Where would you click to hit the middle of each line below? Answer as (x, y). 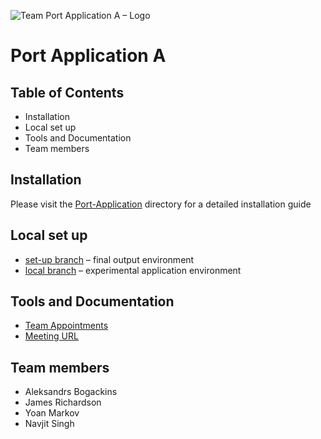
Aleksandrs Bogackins (71, 392)
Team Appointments (66, 326)
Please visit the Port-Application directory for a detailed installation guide (161, 204)
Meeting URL (51, 336)
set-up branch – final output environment (109, 259)
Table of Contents (67, 92)
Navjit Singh (49, 424)
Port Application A (88, 56)
